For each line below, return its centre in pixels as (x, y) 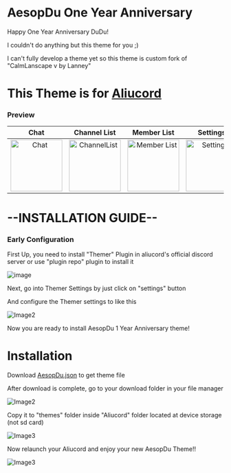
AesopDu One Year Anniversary (100, 13)
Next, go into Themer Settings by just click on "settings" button (97, 288)
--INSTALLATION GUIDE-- (82, 218)
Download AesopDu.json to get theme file (66, 375)
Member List (153, 133)
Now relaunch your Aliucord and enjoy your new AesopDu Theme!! (102, 449)
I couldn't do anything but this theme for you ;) (73, 45)
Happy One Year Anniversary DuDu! (58, 32)
